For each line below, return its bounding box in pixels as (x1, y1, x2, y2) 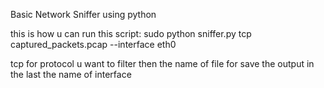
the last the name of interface (10, 69, 132, 80)
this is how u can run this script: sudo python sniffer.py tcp (10, 28, 252, 39)
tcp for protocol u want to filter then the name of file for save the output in (10, 58, 315, 69)
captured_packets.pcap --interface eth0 (10, 39, 177, 50)
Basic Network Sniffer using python (10, 9, 157, 20)
